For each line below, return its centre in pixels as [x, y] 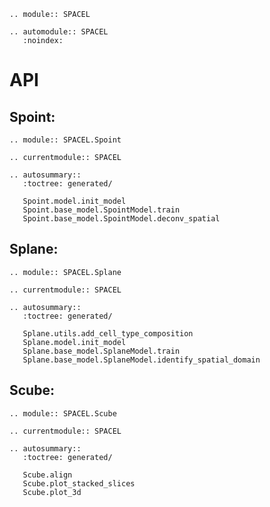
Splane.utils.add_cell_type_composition [108, 333]
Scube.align [47, 475]
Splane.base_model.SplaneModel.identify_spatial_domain [141, 360]
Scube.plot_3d [52, 492]
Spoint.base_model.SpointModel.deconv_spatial [121, 219]
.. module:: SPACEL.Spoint [65, 140]
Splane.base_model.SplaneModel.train [101, 351]
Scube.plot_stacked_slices [79, 483]
